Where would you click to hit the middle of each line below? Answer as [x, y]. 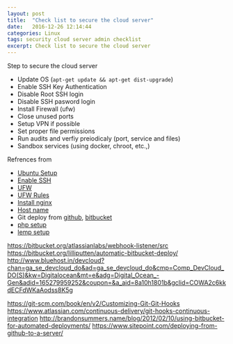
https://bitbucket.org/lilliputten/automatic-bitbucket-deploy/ [93, 253]
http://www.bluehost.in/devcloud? [56, 260]
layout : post [26, 14]
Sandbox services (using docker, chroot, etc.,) [83, 146]
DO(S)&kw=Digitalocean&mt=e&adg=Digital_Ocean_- [83, 275]
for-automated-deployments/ [49, 326]
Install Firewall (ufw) [46, 109]
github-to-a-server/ [35, 333]
